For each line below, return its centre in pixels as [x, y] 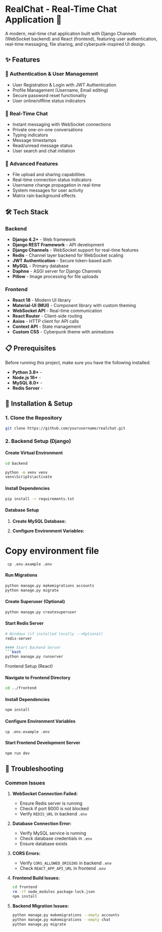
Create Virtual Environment [34, 453]
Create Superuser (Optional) [35, 602]
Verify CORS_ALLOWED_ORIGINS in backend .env [66, 863]
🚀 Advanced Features [32, 164]
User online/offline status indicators [49, 101]
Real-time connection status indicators [52, 180]
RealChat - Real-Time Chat [61, 9]
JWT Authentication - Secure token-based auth [62, 260]
